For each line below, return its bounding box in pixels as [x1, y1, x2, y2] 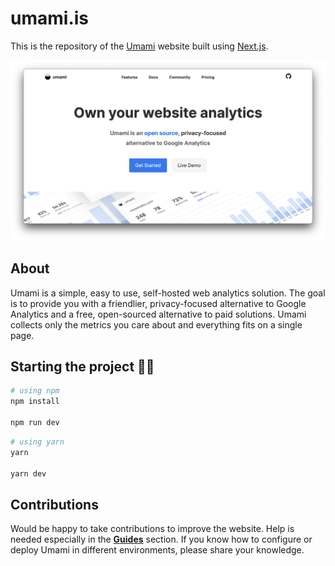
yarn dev [10, 468, 47, 479]
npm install [10, 397, 60, 407]
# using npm [10, 386, 60, 396]
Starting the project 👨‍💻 [10, 358, 155, 376]
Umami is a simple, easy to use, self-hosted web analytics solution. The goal [10, 287, 326, 299]
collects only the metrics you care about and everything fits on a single [10, 318, 303, 331]
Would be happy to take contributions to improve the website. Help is [10, 523, 295, 535]
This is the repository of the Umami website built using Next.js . [10, 40, 269, 52]
